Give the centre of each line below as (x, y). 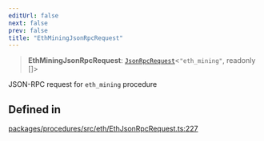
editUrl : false (34, 16)
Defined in (35, 110)
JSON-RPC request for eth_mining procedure (83, 84)
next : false (28, 23)
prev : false (28, 30)
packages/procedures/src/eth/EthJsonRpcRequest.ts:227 (103, 129)
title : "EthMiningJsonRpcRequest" (66, 38)
